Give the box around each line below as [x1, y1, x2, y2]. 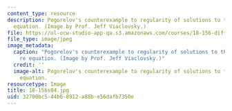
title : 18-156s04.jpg [7, 87, 70, 94]
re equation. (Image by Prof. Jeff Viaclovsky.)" [19, 55, 166, 62]
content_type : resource [7, 10, 76, 17]
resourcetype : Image [7, 81, 67, 88]
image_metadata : [7, 42, 54, 49]
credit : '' [13, 61, 45, 68]
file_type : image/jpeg [7, 36, 72, 43]
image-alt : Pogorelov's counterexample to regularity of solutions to [13, 68, 221, 74]
